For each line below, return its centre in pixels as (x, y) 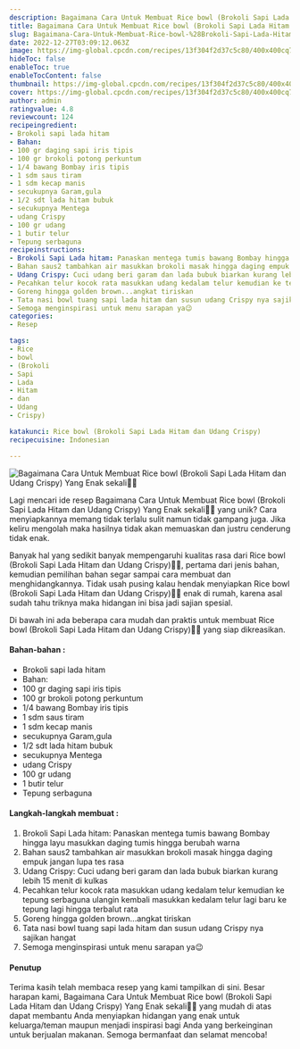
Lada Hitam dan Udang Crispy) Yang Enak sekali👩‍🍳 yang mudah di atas (141, 1006)
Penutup (25, 967)
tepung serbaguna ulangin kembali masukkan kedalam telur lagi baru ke (154, 899)
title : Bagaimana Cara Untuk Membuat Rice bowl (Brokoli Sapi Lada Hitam (150, 26)
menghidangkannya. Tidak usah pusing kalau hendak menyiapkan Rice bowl (150, 583)
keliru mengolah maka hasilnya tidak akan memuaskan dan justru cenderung (150, 529)
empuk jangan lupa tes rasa (73, 862)
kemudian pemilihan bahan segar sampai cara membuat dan (120, 574)
